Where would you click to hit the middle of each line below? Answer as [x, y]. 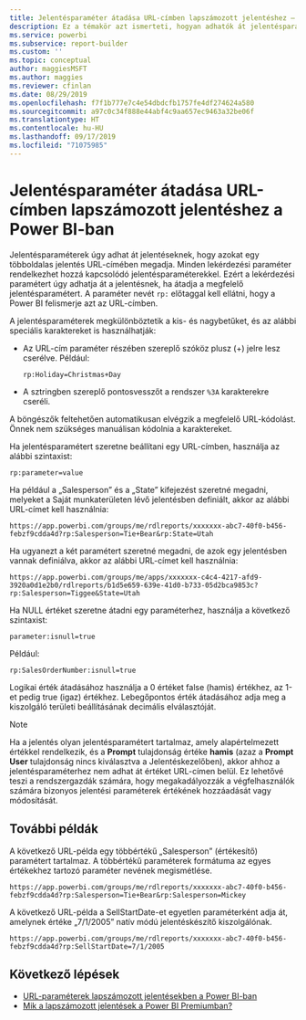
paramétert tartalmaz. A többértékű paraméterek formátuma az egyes [140, 860]
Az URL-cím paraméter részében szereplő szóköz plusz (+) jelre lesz [151, 348]
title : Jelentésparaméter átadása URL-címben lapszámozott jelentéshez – [153, 18]
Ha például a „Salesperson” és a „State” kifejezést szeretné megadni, [139, 489]
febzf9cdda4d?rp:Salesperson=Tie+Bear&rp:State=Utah [112, 534]
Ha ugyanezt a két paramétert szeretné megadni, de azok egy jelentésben [148, 551]
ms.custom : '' [36, 52]
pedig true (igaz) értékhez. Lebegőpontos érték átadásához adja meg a [153, 697]
